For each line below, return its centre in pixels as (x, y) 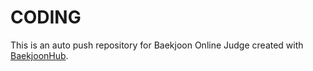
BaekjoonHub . (39, 55)
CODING (46, 17)
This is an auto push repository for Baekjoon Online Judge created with (157, 45)
